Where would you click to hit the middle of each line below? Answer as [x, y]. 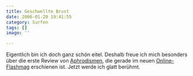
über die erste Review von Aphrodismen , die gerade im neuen [80, 61]
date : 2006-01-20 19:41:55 [39, 17]
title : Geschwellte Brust [37, 11]
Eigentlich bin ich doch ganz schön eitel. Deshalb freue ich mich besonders [97, 55]
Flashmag [18, 67]
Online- [165, 61]
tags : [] [17, 28]
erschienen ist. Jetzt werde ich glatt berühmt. [85, 67]
